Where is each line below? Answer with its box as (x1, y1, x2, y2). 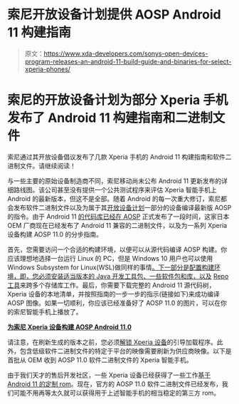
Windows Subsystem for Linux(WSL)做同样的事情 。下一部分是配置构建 (7, 263, 215, 271)
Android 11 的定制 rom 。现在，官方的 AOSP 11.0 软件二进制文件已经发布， (7, 379, 223, 388)
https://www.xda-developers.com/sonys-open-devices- (43, 49, 208, 58)
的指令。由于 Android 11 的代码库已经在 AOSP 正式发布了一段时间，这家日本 (7, 212, 230, 221)
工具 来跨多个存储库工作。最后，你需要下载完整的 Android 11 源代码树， (7, 281, 216, 289)
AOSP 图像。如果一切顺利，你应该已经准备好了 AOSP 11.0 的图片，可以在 (7, 299, 221, 307)
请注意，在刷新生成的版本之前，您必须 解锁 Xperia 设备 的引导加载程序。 (7, 338, 217, 346)
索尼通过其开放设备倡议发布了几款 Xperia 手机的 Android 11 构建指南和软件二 (7, 152, 232, 161)
